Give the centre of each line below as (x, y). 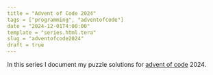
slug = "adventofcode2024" (46, 39)
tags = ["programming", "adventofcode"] (66, 20)
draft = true (26, 45)
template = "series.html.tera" (52, 32)
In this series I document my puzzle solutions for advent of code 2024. (107, 64)
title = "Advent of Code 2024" (52, 13)
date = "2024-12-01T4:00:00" (49, 26)
